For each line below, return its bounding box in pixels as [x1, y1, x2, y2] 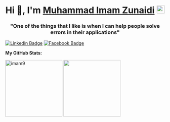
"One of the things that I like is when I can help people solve [10, 23, 160, 30]
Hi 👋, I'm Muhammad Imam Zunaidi [5, 5, 155, 16]
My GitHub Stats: [5, 50, 42, 56]
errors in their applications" [50, 29, 120, 36]
